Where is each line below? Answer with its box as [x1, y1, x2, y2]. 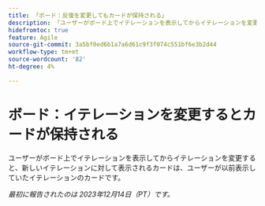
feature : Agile [8, 33, 58, 42]
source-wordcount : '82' [8, 56, 87, 64]
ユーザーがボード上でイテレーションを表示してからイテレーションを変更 [8, 153, 243, 162]
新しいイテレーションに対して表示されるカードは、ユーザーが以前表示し [21, 163, 256, 172]
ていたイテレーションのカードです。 [8, 172, 125, 182]
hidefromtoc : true [8, 26, 69, 34]
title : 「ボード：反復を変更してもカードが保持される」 [8, 11, 168, 20]
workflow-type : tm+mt [8, 48, 80, 56]
